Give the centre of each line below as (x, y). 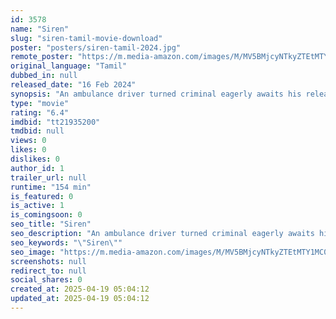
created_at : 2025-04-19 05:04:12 (80, 289)
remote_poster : (42, 57)
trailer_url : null (48, 177)
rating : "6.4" (40, 112)
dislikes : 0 (35, 159)
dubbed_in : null (44, 76)
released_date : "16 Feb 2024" (73, 85)
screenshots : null (48, 261)
